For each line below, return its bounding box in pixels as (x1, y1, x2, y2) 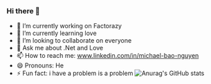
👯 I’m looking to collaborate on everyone (16, 36, 132, 45)
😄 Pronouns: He (16, 61, 64, 70)
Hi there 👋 (6, 6, 41, 16)
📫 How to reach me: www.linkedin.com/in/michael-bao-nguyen (16, 52, 199, 60)
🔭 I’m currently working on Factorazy (16, 22, 122, 30)
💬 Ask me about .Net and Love (16, 44, 104, 52)
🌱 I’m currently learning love (16, 29, 98, 37)
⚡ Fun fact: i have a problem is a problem (16, 69, 134, 78)
